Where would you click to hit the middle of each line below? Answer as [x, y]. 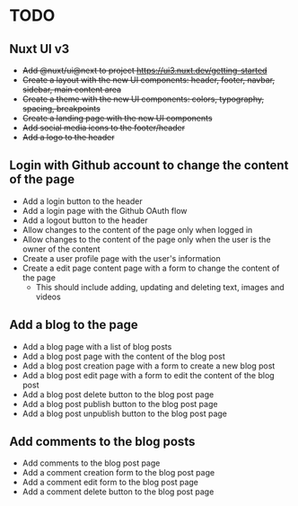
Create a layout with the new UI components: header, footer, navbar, [149, 80]
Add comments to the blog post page [91, 463]
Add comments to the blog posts [102, 442]
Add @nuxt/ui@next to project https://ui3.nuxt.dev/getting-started [145, 70]
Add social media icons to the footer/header [104, 128]
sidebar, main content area [72, 89]
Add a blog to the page [74, 325]
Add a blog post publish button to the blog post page [120, 404]
